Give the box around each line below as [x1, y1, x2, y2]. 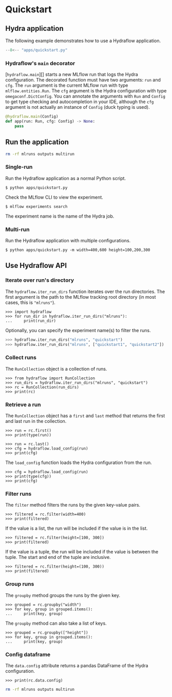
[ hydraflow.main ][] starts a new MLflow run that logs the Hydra [5, 71, 139, 78]
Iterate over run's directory [5, 277, 74, 284]
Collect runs [5, 354, 37, 361]
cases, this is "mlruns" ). [5, 299, 55, 305]
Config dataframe [5, 651, 51, 658]
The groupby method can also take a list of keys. [5, 620, 107, 626]
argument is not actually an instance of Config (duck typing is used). [5, 104, 150, 110]
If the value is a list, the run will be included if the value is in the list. [5, 525, 148, 532]
